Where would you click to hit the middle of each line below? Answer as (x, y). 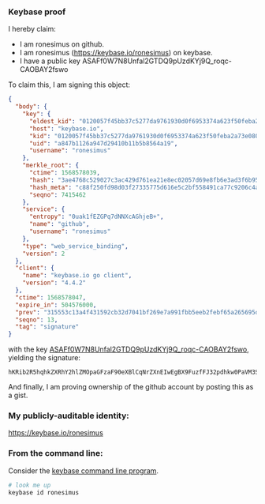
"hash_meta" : (50, 187)
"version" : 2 (44, 254)
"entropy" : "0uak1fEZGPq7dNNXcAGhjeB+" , (96, 217)
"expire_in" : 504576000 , (56, 305)
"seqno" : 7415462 (58, 195)
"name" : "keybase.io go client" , (77, 276)
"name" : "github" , (59, 224)
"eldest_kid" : (52, 121)
